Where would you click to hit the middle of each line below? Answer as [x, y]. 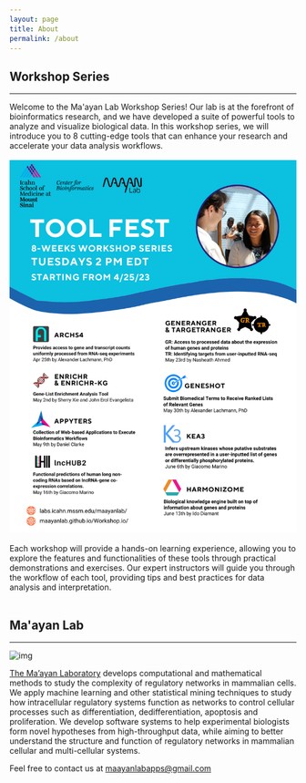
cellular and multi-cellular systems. [75, 751]
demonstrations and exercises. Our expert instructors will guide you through [153, 567]
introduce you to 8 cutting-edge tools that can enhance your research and [149, 136]
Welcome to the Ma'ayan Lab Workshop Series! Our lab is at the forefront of [152, 107]
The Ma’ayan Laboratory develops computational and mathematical [136, 674]
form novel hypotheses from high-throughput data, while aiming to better [147, 731]
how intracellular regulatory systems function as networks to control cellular [152, 703]
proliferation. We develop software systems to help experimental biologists [149, 722]
